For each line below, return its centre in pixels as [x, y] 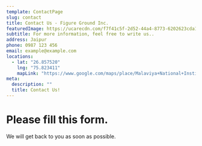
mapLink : [28, 73]
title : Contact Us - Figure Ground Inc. [58, 23]
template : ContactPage [35, 12]
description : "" [32, 85]
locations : [20, 56]
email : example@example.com [41, 51]
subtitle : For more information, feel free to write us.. [80, 34]
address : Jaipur [26, 40]
